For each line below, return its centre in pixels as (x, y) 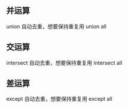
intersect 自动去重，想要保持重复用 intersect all (64, 62)
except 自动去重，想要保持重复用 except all (59, 99)
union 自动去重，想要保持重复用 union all (56, 26)
